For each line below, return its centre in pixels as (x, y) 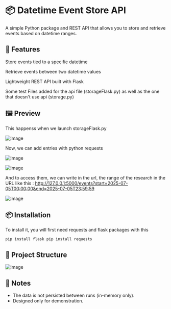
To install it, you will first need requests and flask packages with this (77, 230)
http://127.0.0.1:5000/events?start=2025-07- (82, 183)
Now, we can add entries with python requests (54, 148)
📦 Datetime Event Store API (66, 10)
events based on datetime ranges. (41, 33)
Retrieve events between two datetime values (53, 71)
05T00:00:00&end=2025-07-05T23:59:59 (50, 188)
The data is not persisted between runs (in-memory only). (74, 295)
